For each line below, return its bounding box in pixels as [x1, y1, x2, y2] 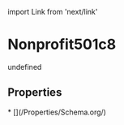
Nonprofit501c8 [7, 36, 117, 54]
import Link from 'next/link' [7, 7, 98, 16]
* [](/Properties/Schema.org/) [7, 107, 107, 117]
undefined [7, 62, 42, 71]
